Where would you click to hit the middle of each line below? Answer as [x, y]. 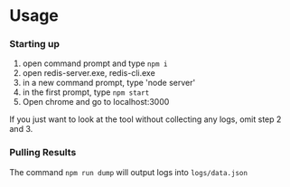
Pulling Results [43, 153]
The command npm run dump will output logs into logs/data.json [129, 172]
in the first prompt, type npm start [86, 92]
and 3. [21, 129]
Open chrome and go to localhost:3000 [96, 102]
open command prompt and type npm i [95, 63]
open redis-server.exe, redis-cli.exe [89, 73]
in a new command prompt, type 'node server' [109, 83]
